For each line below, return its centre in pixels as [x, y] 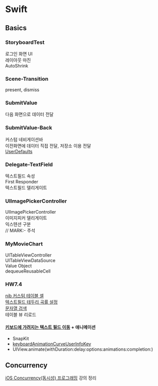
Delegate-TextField [29, 164]
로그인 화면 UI [19, 53]
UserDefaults [19, 151]
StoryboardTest [25, 42]
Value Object [18, 266]
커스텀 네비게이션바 [24, 139]
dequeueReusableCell [28, 271]
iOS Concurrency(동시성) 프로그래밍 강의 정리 [51, 378]
